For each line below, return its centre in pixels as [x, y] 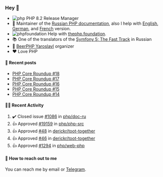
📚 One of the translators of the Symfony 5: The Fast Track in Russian [82, 39]
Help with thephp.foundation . [77, 34]
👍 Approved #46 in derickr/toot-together [54, 138]
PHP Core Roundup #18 [36, 73]
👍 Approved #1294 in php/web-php [48, 145]
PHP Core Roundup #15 [36, 89]
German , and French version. [41, 29]
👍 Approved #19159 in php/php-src [48, 124]
